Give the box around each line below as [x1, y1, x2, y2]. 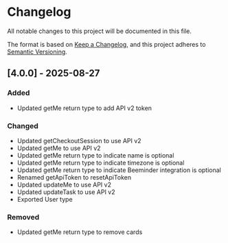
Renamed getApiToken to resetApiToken [16, 173, 132, 181]
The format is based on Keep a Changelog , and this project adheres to [7, 40, 206, 48]
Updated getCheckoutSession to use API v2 [16, 136, 142, 145]
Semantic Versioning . [7, 47, 67, 56]
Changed [7, 121, 39, 131]
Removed [7, 212, 40, 222]
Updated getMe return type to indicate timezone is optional [16, 158, 185, 167]
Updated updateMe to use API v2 [16, 180, 112, 189]
